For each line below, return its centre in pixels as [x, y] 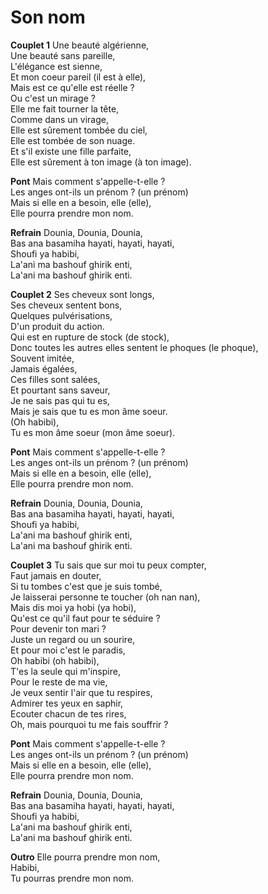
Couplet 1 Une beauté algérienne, [80, 45]
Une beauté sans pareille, [63, 55]
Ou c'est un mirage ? [53, 98]
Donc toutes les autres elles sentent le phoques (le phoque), [134, 347]
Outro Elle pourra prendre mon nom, [85, 857]
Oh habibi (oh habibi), [55, 660]
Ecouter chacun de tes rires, [68, 713]
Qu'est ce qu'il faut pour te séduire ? [85, 618]
